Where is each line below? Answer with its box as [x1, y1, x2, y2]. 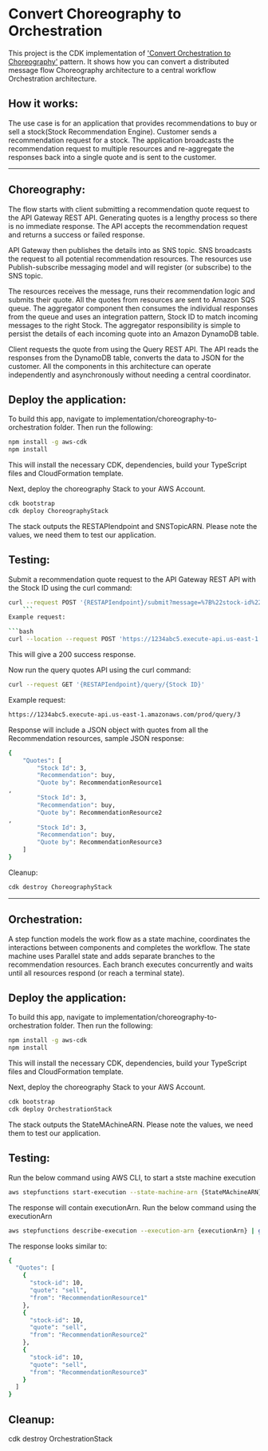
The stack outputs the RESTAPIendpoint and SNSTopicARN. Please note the [8, 521, 258, 531]
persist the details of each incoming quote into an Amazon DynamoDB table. [8, 329, 259, 339]
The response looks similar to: [8, 1241, 108, 1251]
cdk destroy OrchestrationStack [8, 1433, 113, 1443]
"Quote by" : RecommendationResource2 [37, 808, 162, 816]
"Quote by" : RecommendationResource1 [37, 779, 162, 787]
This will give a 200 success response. [8, 650, 136, 659]
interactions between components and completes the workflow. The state [8, 942, 250, 952]
